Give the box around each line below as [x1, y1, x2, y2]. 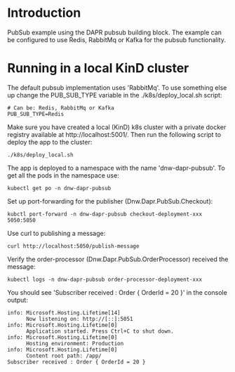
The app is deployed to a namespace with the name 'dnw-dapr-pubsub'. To [7, 164, 226, 172]
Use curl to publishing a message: [7, 229, 106, 237]
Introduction [7, 5, 81, 21]
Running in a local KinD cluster [7, 60, 189, 77]
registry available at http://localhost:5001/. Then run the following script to [7, 130, 222, 138]
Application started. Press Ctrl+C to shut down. [25, 328, 174, 335]
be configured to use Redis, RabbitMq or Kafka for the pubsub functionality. [7, 35, 227, 44]
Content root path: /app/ [25, 352, 102, 359]
